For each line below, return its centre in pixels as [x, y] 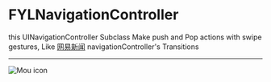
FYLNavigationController [94, 15]
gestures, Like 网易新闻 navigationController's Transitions [104, 47]
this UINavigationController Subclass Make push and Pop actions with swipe [135, 37]
